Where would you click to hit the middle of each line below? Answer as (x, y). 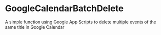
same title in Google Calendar (35, 27)
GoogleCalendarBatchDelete (64, 9)
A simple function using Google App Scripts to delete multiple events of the (81, 22)
